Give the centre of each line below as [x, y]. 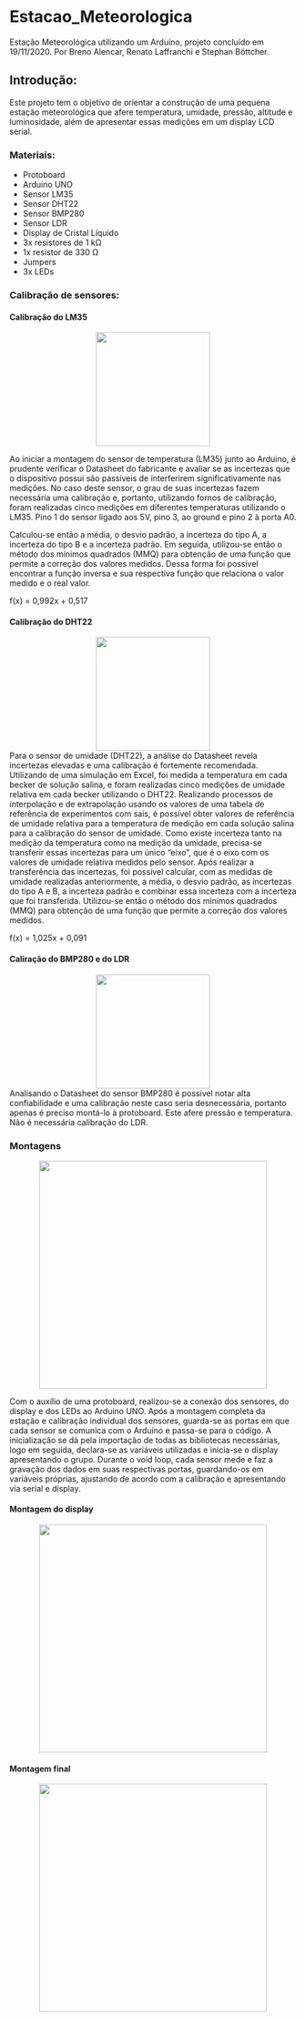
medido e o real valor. [50, 583]
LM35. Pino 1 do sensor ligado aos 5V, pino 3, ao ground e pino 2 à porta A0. [153, 518]
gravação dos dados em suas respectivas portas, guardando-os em [137, 1469]
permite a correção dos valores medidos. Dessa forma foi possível [134, 564]
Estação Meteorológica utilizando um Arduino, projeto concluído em [137, 42]
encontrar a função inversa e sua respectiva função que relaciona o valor [147, 574]
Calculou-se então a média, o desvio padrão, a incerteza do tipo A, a [138, 535]
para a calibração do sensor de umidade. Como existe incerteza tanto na [146, 833]
